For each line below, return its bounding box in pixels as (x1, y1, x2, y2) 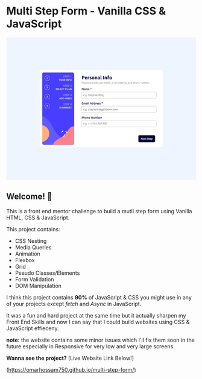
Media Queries (14, 243, 52, 251)
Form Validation (14, 275, 54, 283)
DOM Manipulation (14, 282, 62, 289)
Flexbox (14, 256, 35, 263)
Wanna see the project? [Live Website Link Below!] (6, 354, 134, 362)
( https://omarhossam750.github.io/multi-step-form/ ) (6, 366, 136, 373)
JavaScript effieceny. (6, 324, 59, 332)
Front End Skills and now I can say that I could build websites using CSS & (6, 318, 190, 325)
